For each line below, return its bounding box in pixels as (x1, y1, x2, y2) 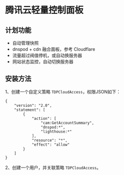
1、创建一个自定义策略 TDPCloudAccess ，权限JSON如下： (5, 88, 121, 94)
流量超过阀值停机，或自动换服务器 (12, 53, 82, 58)
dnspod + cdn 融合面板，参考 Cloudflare (12, 46, 95, 52)
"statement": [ (14, 107, 46, 112)
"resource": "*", (31, 138, 68, 143)
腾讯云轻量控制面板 (5, 4, 84, 16)
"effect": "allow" (31, 142, 70, 147)
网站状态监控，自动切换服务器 (12, 59, 73, 65)
